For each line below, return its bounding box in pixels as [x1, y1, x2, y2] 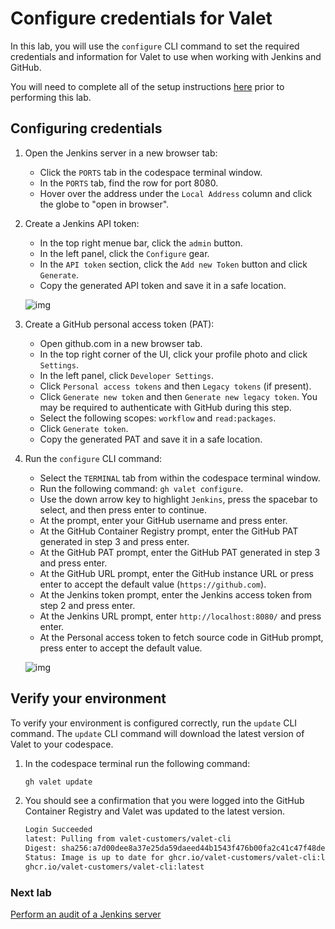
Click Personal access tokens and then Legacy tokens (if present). [39, 380, 312, 392]
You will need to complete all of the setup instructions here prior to [10, 80, 285, 92]
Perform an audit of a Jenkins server [10, 908, 162, 921]
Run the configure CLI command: [24, 452, 163, 464]
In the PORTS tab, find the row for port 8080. [39, 177, 219, 189]
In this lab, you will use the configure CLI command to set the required [10, 40, 300, 52]
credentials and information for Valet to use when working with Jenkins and [10, 50, 322, 62]
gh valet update [24, 777, 93, 787]
